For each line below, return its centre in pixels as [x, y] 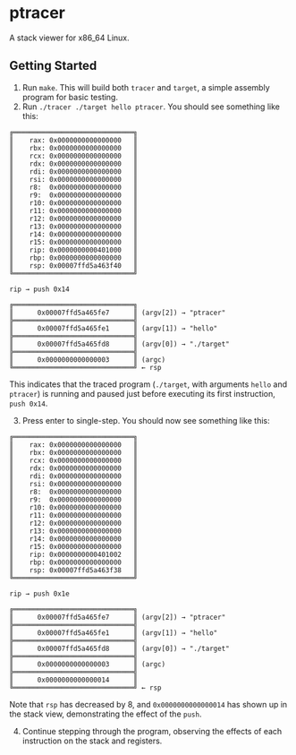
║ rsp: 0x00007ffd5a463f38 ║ [74, 570]
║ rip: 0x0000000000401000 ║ [74, 250]
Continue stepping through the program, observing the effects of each [152, 731]
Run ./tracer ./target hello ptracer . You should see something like [151, 107]
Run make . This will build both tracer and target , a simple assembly [146, 87]
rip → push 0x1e [39, 594]
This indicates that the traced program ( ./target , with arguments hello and [148, 384]
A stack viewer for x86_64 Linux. [69, 38]
